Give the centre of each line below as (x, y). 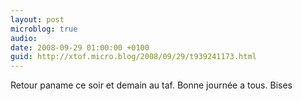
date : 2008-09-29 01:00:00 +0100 (80, 47)
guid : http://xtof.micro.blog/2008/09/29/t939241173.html (133, 57)
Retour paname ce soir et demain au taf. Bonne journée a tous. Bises (151, 85)
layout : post (37, 19)
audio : (24, 38)
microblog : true (44, 29)
